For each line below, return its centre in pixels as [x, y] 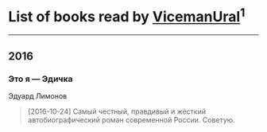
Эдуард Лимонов [38, 95]
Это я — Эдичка [41, 79]
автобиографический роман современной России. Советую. [132, 119]
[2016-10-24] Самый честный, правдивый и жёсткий [117, 111]
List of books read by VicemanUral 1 [127, 16]
